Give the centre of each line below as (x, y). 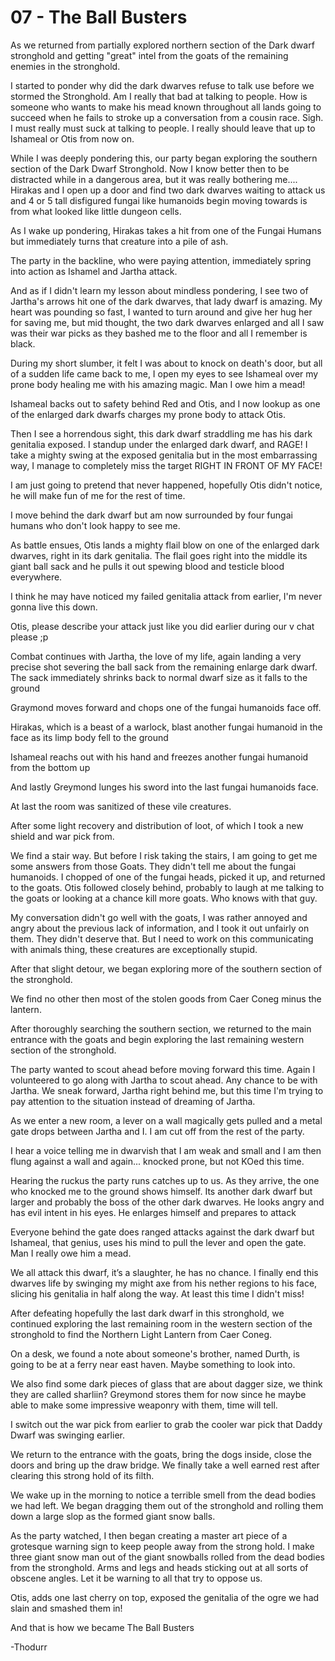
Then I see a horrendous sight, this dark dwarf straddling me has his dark (161, 433)
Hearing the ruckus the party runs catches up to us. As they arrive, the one (165, 1180)
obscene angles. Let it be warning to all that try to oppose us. (136, 1578)
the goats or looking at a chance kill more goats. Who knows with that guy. (164, 898)
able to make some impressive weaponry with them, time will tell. (144, 1405)
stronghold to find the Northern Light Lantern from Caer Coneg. (141, 1334)
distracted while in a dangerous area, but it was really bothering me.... (154, 179)
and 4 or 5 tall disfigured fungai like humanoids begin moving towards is (159, 200)
